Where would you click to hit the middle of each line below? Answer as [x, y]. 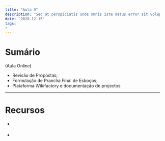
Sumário [23, 52]
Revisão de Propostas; [35, 75]
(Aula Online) [18, 66]
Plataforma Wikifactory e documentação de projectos [66, 86]
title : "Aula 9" [22, 10]
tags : [11, 23]
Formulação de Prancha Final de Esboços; [55, 81]
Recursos [25, 110]
